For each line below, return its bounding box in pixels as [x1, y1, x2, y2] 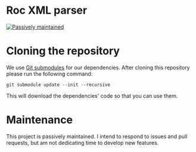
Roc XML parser [6, 4, 88, 17]
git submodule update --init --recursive [6, 82, 111, 88]
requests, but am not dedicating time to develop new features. [6, 139, 159, 146]
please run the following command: [6, 70, 93, 77]
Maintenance [6, 113, 73, 127]
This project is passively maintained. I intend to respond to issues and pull [6, 132, 188, 140]
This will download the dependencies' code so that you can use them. [6, 92, 178, 99]
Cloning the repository [6, 44, 120, 58]
